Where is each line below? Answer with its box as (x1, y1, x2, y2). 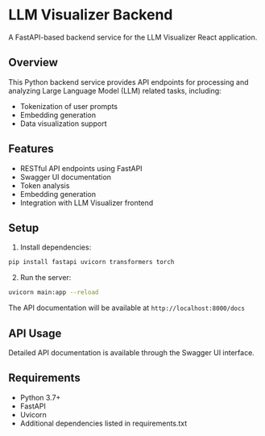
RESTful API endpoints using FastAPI (19, 163, 143, 173)
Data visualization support (19, 119, 107, 128)
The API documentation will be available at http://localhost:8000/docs (8, 303, 246, 312)
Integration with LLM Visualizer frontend (19, 198, 154, 208)
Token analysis (19, 180, 70, 191)
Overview (8, 56, 59, 69)
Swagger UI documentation (19, 172, 111, 182)
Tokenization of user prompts (19, 101, 118, 111)
